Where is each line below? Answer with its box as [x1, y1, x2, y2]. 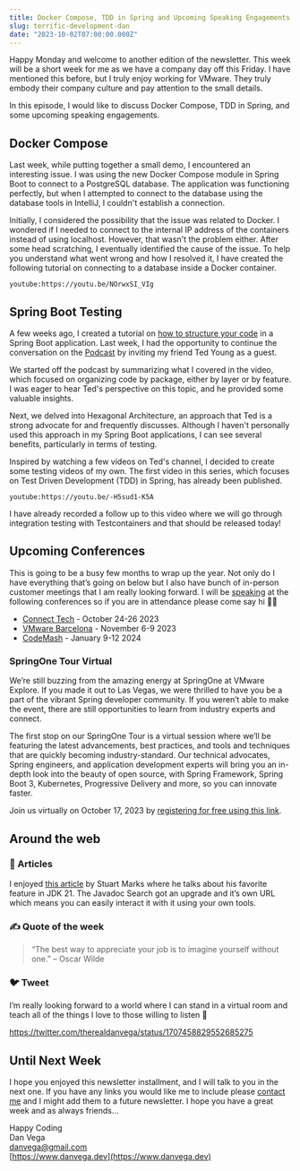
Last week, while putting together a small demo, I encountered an [9, 159, 251, 170]
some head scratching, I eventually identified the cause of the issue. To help [9, 244, 291, 254]
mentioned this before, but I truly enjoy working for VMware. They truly [9, 73, 271, 84]
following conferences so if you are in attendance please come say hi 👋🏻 [9, 596, 278, 607]
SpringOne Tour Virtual [9, 655, 113, 667]
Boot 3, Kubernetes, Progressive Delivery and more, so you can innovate [9, 779, 278, 789]
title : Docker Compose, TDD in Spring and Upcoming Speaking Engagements [9, 13, 291, 22]
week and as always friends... [9, 1106, 119, 1116]
